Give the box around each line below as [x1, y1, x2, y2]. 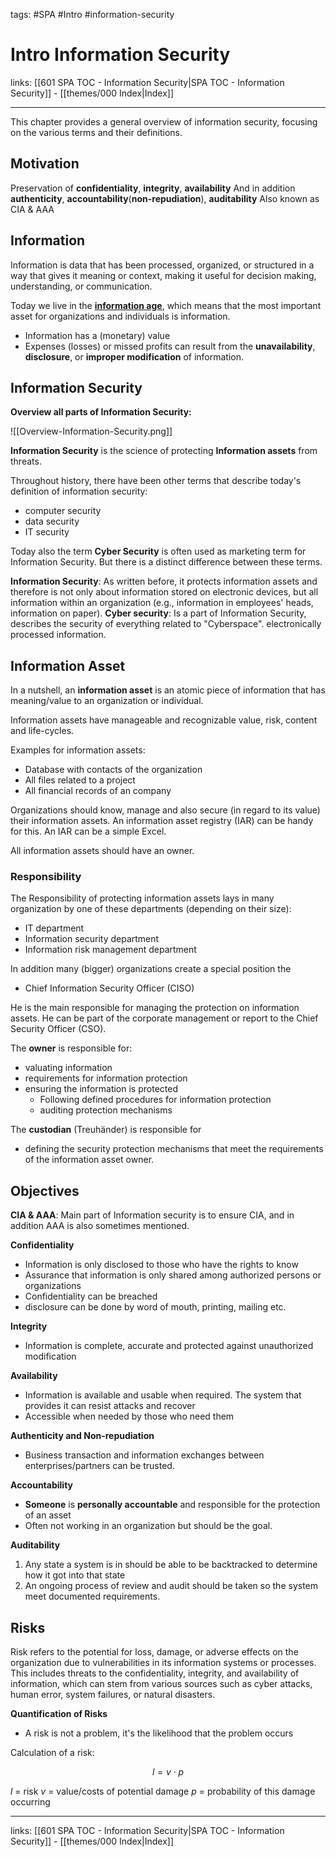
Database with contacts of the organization [24, 764, 203, 776]
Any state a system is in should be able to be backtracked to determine [24, 1559, 318, 1571]
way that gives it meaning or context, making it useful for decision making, [10, 269, 317, 281]
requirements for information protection [24, 1072, 188, 1084]
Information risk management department [24, 944, 197, 956]
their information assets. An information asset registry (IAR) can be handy [10, 815, 314, 827]
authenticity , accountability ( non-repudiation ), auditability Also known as [10, 192, 320, 204]
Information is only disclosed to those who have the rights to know [24, 1259, 299, 1271]
